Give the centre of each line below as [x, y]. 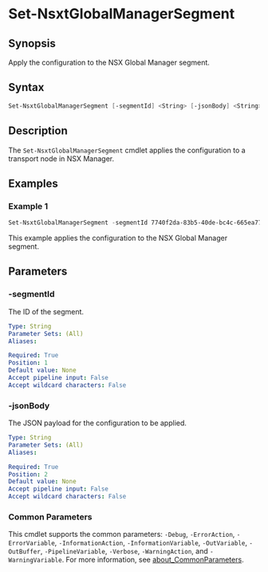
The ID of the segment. [46, 311]
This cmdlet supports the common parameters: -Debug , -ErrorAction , [122, 535]
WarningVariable [35, 560]
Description [38, 131]
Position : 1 [28, 363]
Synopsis [32, 43]
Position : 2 [28, 474]
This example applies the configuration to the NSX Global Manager [118, 238]
